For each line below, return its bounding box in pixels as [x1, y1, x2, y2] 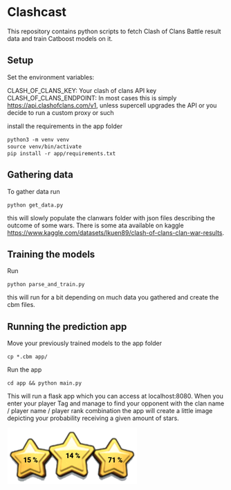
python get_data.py [7, 202, 64, 209]
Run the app [7, 365, 42, 374]
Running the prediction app [7, 320, 127, 333]
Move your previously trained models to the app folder [7, 339, 163, 347]
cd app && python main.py [7, 380, 82, 387]
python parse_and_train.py [7, 281, 85, 288]
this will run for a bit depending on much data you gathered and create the [7, 293, 219, 301]
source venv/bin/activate [7, 143, 82, 150]
